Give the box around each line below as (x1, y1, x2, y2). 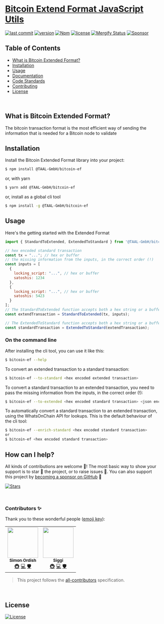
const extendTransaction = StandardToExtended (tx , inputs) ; (5, 312, 130, 316)
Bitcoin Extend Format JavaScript (5, 3, 144, 15)
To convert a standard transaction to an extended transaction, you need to (5, 384, 155, 390)
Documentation (12, 72, 43, 79)
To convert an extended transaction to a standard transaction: (5, 366, 129, 372)
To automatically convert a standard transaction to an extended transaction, (5, 408, 158, 414)
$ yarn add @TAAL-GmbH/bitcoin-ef (5, 185, 76, 190)
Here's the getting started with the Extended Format (5, 230, 110, 236)
